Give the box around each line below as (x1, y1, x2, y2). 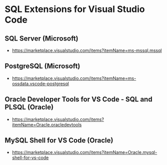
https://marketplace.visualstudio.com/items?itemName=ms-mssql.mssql (12, 48, 162, 53)
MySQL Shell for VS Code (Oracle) (5, 136, 113, 145)
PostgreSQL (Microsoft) (5, 62, 81, 71)
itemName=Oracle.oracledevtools (12, 121, 82, 127)
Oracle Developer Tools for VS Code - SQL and (5, 95, 152, 104)
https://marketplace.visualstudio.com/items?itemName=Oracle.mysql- (12, 149, 157, 155)
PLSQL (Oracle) (5, 103, 54, 111)
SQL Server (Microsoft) (5, 34, 79, 43)
